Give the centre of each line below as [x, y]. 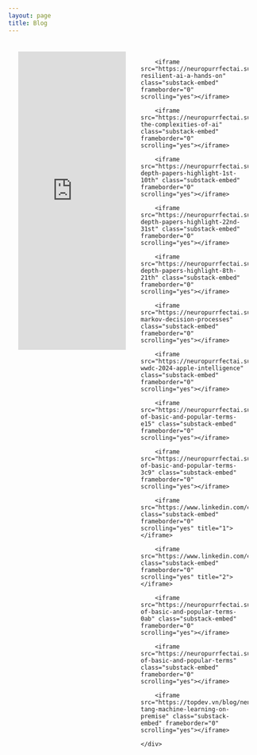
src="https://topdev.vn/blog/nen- [198, 702]
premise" [155, 716]
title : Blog [28, 23]
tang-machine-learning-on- [185, 709]
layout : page [30, 16]
